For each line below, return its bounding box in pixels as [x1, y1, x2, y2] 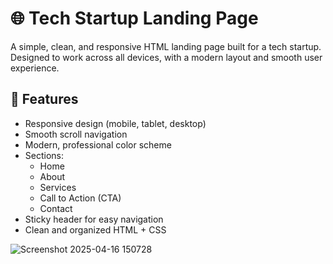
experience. [10, 62, 60, 74]
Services [39, 181, 77, 193]
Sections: [24, 149, 64, 161]
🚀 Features [10, 91, 79, 108]
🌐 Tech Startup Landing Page [10, 7, 259, 30]
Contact [39, 202, 73, 214]
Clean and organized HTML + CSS [24, 223, 167, 236]
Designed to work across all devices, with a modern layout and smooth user [10, 51, 323, 63]
